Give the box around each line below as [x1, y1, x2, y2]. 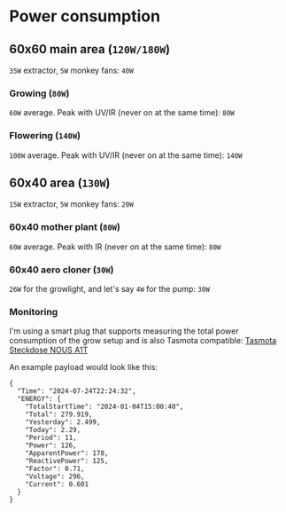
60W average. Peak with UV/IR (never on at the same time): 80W [9, 107, 235, 118]
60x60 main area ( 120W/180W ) [9, 42, 171, 57]
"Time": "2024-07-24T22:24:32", [17, 387, 137, 396]
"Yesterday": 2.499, [25, 418, 101, 427]
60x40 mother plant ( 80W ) [9, 221, 121, 233]
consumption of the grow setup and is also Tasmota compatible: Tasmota [9, 335, 277, 346]
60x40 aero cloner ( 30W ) [9, 264, 114, 276]
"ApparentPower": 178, [25, 449, 109, 458]
